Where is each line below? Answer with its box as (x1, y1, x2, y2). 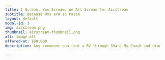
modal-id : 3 (5, 20, 29, 26)
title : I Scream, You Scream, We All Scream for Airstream (5, 7, 129, 12)
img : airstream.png (5, 25, 45, 30)
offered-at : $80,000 (5, 39, 48, 44)
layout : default (5, 16, 38, 21)
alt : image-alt (5, 35, 36, 40)
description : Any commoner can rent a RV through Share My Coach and (5, 43, 151, 48)
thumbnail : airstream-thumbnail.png (5, 30, 80, 35)
